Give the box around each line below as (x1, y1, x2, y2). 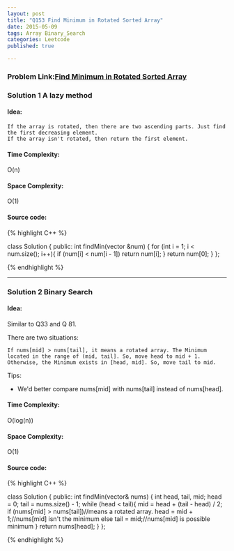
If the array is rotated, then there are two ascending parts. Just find (7, 123, 226, 130)
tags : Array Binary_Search (7, 29, 86, 37)
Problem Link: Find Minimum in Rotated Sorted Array (7, 71, 187, 81)
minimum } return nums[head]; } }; (7, 522, 106, 531)
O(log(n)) (7, 416, 33, 424)
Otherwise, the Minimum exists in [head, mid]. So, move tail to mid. (7, 358, 217, 366)
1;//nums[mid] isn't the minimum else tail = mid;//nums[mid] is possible (7, 515, 210, 523)
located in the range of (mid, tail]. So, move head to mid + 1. (7, 353, 201, 360)
